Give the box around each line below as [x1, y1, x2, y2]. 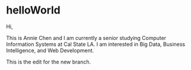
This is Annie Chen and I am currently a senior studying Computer [6, 34, 166, 41]
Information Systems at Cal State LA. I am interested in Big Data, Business [6, 41, 186, 48]
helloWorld [6, 4, 61, 17]
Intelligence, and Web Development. [6, 46, 94, 54]
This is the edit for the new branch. [6, 58, 91, 65]
